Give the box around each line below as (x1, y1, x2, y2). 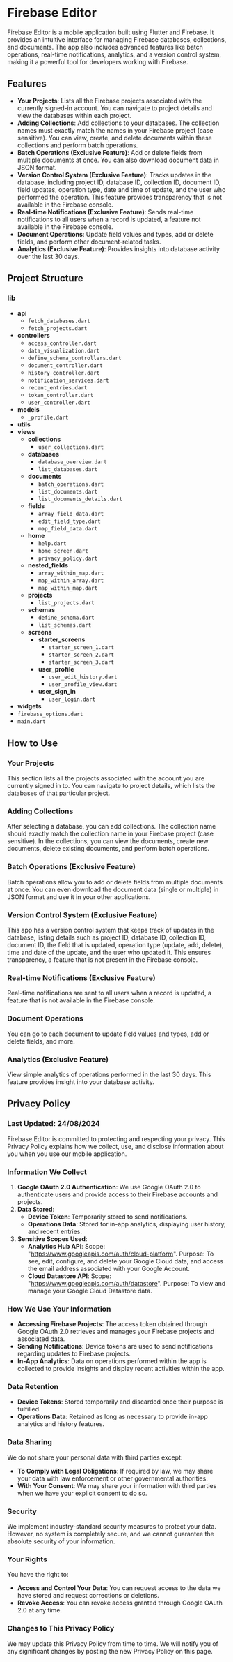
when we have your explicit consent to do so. (17, 1489, 147, 1497)
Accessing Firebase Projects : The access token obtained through (17, 1320, 207, 1328)
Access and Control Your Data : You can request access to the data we (17, 1584, 221, 1592)
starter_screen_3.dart (48, 659, 115, 666)
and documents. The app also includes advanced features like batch (7, 43, 204, 51)
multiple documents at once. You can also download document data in (17, 156, 219, 164)
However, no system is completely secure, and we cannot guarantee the (7, 1530, 214, 1538)
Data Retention (7, 1382, 59, 1392)
